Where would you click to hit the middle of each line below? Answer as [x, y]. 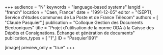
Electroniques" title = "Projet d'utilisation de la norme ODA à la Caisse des [79, 28]
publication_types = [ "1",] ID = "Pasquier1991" [51, 38]
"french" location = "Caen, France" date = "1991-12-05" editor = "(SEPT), [79, 12]
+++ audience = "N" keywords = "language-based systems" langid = [75, 7]
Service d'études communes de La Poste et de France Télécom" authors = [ [81, 17]
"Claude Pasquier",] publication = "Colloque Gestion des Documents [74, 22]
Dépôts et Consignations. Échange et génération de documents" [70, 33]
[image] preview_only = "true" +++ [40, 47]
